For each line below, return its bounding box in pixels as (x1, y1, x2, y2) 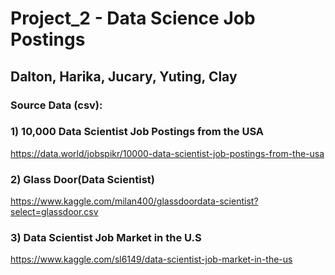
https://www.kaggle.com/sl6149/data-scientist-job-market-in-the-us (10, 253, 293, 266)
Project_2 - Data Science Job (10, 7, 256, 30)
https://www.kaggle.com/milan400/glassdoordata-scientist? (10, 195, 259, 207)
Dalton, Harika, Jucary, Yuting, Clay (10, 68, 238, 85)
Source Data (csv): (10, 98, 103, 112)
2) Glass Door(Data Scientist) (10, 172, 155, 186)
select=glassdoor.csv (10, 206, 99, 218)
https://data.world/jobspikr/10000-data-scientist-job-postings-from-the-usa (10, 147, 325, 159)
